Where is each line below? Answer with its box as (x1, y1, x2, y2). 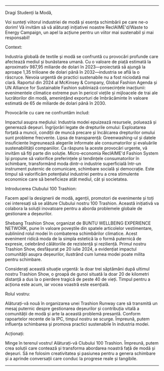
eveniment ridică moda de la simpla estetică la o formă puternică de (5, 236, 142, 242)
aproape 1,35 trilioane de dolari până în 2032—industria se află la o (5, 69, 140, 75)
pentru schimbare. (5, 257, 42, 262)
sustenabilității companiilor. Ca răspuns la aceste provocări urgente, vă (5, 145, 147, 151)
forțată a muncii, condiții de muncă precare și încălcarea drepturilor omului (5, 130, 155, 135)
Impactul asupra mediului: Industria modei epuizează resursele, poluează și (5, 119, 157, 125)
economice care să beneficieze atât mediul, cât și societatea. (5, 176, 128, 182)
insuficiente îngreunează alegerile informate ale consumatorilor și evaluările (5, 140, 157, 145)
